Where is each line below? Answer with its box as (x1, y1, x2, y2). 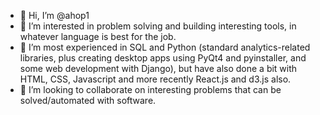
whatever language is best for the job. (19, 31, 177, 42)
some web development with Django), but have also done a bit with (19, 63, 298, 74)
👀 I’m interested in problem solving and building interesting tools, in (19, 20, 297, 32)
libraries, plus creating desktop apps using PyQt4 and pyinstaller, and (19, 52, 307, 64)
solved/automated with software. (19, 95, 157, 106)
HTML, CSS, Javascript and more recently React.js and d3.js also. (19, 73, 292, 85)
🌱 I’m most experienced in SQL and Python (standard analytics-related (19, 41, 311, 53)
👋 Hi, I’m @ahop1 (19, 10, 90, 21)
